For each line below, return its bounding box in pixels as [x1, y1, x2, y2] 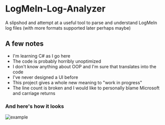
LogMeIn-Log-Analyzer [5, 3, 106, 15]
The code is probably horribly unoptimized [12, 58, 101, 64]
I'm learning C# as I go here [12, 53, 71, 59]
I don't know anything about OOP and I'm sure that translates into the [12, 63, 156, 69]
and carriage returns [12, 90, 56, 96]
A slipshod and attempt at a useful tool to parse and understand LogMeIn [5, 20, 157, 26]
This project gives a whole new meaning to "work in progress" [12, 79, 142, 85]
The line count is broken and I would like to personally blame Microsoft [12, 85, 160, 91]
